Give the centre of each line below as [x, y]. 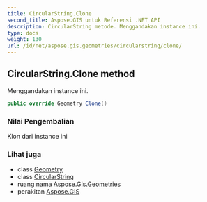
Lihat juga [24, 154]
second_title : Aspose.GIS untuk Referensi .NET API [84, 20]
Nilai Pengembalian [41, 121]
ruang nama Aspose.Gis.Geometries [69, 184]
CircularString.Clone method [71, 74]
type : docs [23, 33]
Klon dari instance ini [37, 136]
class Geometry [40, 169]
